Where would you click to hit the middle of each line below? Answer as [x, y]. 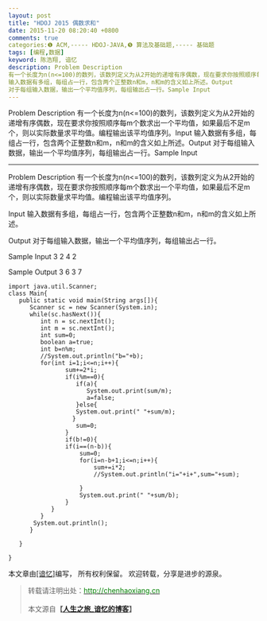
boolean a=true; [67, 343]
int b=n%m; [58, 349]
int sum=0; [58, 336]
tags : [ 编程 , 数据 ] [37, 52]
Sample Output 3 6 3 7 [45, 272]
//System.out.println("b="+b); [92, 356]
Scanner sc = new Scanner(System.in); [93, 308]
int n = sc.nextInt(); [77, 322]
